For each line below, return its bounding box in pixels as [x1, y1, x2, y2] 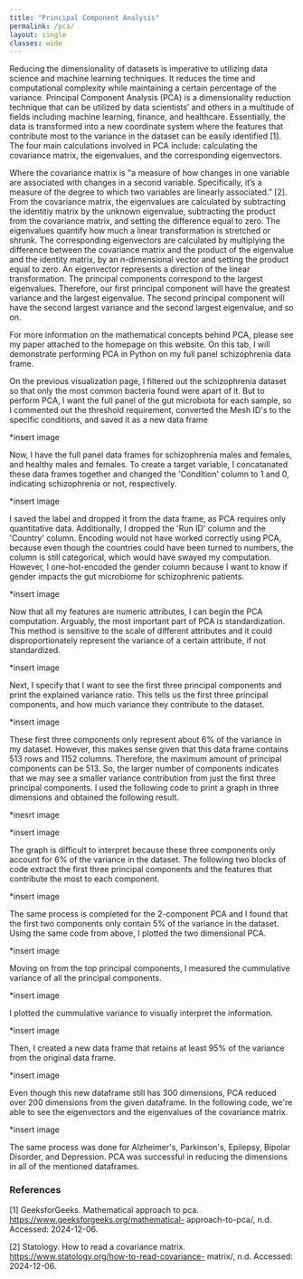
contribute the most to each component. [9, 873, 160, 884]
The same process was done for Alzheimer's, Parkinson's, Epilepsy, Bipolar [9, 1142, 291, 1153]
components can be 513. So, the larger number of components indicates [9, 763, 279, 774]
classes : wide [9, 38, 63, 48]
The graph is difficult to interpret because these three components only [9, 844, 276, 856]
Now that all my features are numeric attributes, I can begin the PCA [9, 606, 263, 617]
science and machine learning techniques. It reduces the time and [9, 73, 256, 84]
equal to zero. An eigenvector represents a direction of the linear [9, 264, 251, 274]
